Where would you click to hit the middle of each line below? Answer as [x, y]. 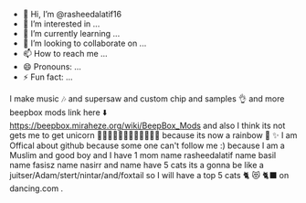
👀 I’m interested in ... [61, 24]
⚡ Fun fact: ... [47, 77]
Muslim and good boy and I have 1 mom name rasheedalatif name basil [143, 155]
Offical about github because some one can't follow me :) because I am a [147, 145]
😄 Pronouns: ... [52, 67]
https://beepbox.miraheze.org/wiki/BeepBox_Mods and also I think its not [148, 125]
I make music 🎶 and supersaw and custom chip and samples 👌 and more [147, 99]
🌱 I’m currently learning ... [71, 33]
